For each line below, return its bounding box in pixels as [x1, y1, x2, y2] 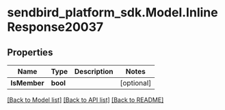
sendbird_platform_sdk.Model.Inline [7, 5, 218, 20]
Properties [7, 46, 53, 58]
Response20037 [7, 19, 104, 35]
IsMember [10, 79, 44, 87]
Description [74, 67, 114, 76]
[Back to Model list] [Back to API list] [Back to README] [7, 96, 164, 104]
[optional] [120, 79, 152, 87]
